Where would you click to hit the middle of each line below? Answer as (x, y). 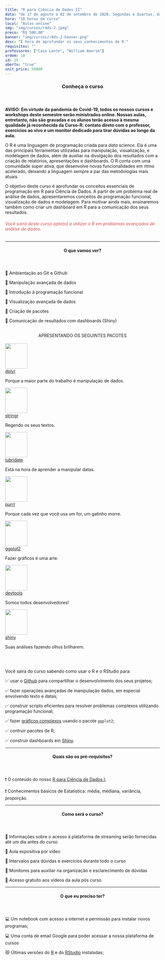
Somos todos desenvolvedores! (37, 602)
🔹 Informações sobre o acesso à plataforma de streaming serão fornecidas (81, 836)
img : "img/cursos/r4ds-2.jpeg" (37, 28)
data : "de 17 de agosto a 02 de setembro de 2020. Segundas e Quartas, (80, 14)
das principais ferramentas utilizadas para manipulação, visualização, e (77, 150)
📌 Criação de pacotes (27, 311)
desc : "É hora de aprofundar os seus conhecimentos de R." (67, 42)
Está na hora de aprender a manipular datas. (50, 469)
